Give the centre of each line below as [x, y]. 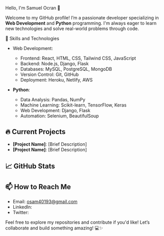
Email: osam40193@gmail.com [45, 202]
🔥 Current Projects [36, 132]
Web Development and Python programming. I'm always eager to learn [81, 23]
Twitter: [21, 213]
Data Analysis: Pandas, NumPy [53, 100]
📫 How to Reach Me [38, 187]
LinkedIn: [22, 207]
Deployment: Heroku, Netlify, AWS [56, 80]
